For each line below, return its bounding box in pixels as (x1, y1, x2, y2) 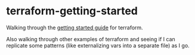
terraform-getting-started (6, 4, 138, 18)
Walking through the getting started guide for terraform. (6, 24, 143, 31)
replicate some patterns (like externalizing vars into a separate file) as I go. (6, 42, 190, 49)
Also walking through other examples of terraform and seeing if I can (6, 35, 176, 42)
